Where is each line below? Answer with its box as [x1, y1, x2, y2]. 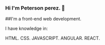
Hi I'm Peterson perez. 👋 [5, 4, 65, 11]
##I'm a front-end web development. [5, 16, 82, 22]
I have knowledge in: [5, 25, 48, 31]
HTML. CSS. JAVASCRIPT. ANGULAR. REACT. [5, 35, 100, 41]
